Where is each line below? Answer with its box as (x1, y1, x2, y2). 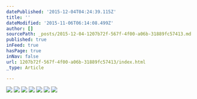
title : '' (6, 14, 31, 20)
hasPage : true (6, 48, 42, 54)
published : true (6, 37, 47, 43)
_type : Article (6, 64, 44, 71)
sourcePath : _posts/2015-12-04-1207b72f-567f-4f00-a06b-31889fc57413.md (6, 31, 192, 37)
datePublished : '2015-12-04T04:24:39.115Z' (6, 8, 117, 15)
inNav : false (6, 53, 39, 59)
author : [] (6, 25, 34, 32)
